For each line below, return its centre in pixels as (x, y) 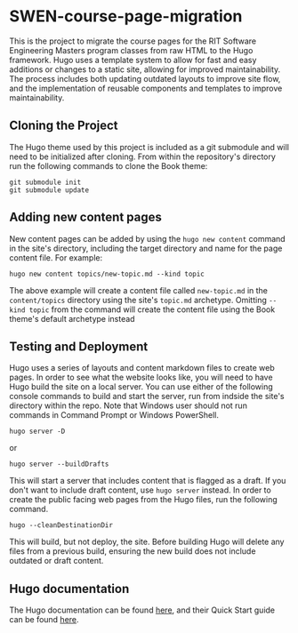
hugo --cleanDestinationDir (61, 525)
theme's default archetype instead (72, 318)
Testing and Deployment (79, 346)
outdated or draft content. (56, 561)
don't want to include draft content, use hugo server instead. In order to (140, 490)
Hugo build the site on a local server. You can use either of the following (141, 387)
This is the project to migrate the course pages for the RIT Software (133, 41)
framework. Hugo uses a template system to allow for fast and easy (133, 60)
